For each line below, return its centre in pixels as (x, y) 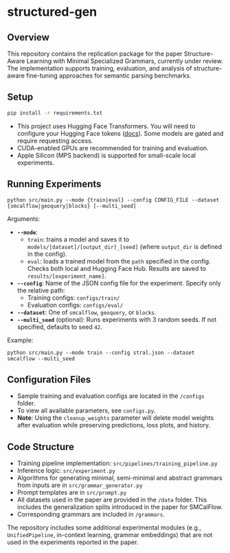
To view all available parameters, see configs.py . (86, 411)
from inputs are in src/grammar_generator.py (80, 485)
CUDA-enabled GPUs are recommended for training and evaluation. (113, 148)
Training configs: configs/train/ (73, 297)
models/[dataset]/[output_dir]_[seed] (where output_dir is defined (124, 246)
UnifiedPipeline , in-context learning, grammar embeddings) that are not (110, 535)
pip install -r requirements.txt (55, 113)
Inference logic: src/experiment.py (66, 471)
